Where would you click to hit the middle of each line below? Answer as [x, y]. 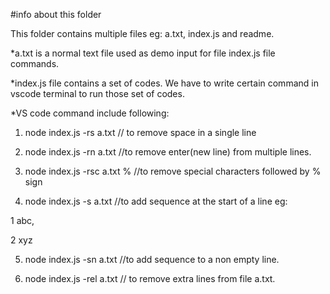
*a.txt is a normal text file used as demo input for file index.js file [143, 53]
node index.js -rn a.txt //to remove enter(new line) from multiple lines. [168, 152]
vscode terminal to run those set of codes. [97, 93]
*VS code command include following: [90, 113]
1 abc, [22, 220]
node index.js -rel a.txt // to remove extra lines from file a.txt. [150, 278]
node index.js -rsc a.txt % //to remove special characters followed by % [173, 171]
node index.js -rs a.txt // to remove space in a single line [140, 132]
